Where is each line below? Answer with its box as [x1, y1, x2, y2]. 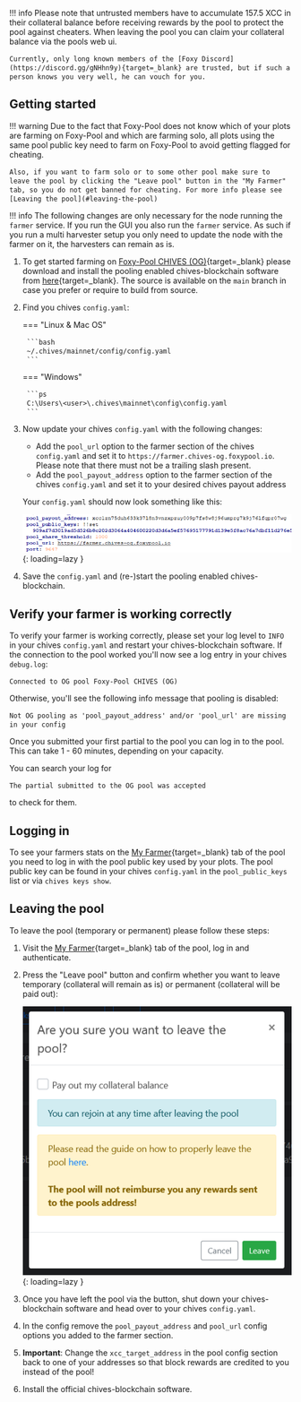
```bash [26, 338, 56, 347]
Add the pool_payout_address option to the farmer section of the [35, 469, 273, 480]
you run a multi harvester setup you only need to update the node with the [9, 228, 284, 240]
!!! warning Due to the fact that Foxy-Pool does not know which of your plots [9, 120, 291, 131]
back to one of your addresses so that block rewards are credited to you [21, 1357, 289, 1368]
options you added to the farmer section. [21, 1330, 174, 1341]
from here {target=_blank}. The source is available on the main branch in [21, 275, 287, 286]
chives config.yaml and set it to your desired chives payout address [35, 478, 287, 489]
